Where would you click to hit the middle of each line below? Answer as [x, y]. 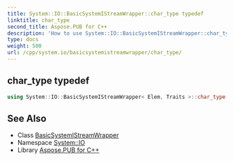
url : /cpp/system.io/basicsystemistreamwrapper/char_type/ [95, 53]
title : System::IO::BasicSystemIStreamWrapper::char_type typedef [106, 14]
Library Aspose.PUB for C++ [58, 150]
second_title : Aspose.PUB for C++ [57, 26]
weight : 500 [24, 46]
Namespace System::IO [51, 143]
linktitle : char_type [39, 20]
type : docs [23, 40]
